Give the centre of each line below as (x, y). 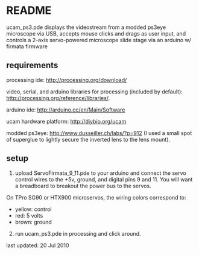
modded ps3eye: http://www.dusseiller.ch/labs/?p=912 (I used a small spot (99, 133)
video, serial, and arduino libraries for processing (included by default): (94, 92)
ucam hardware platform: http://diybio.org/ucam (66, 121)
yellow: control (33, 209)
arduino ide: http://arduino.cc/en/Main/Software (66, 110)
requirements (32, 65)
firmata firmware (27, 46)
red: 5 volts (29, 215)
